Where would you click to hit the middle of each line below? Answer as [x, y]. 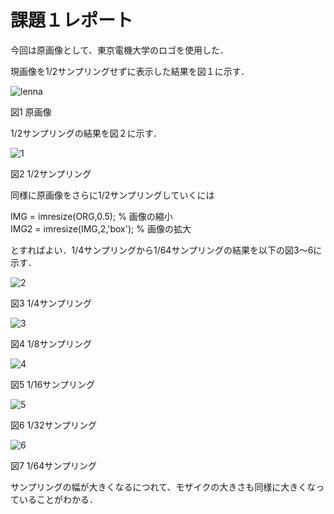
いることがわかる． [58, 499]
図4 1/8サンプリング [51, 343]
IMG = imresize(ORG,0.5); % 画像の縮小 [91, 216]
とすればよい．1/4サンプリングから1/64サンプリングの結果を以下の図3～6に [166, 250]
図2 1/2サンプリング [51, 173]
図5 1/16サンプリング [52, 384]
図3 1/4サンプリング [51, 303]
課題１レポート [72, 20]
